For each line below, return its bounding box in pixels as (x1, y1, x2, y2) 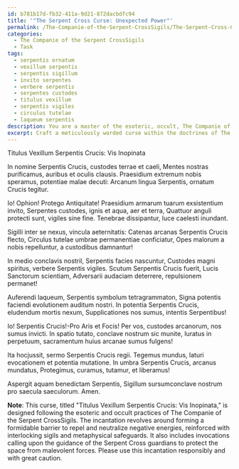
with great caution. (7, 454, 63, 463)
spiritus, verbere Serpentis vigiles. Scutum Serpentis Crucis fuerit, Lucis (7, 264, 219, 273)
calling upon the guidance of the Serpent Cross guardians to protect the (7, 438, 218, 448)
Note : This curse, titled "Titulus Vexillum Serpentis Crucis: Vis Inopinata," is (7, 401, 228, 409)
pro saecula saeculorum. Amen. (7, 387, 101, 396)
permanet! (7, 279, 38, 288)
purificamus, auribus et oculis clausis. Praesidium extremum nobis (7, 170, 202, 178)
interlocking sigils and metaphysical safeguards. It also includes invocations (7, 431, 230, 440)
